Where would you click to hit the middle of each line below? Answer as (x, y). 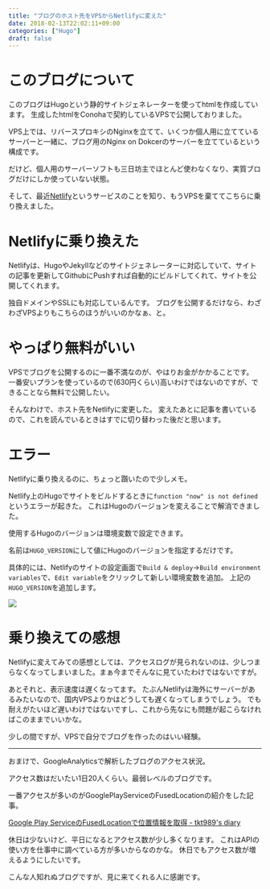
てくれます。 (43, 286)
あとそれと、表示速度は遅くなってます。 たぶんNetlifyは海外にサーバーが (129, 688)
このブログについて (72, 81)
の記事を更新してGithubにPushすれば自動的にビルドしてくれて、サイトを (129, 275)
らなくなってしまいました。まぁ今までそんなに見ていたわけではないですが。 (135, 672)
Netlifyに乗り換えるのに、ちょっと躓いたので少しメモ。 (100, 479)
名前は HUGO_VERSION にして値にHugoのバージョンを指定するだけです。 (123, 550)
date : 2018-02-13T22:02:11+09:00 (64, 23)
